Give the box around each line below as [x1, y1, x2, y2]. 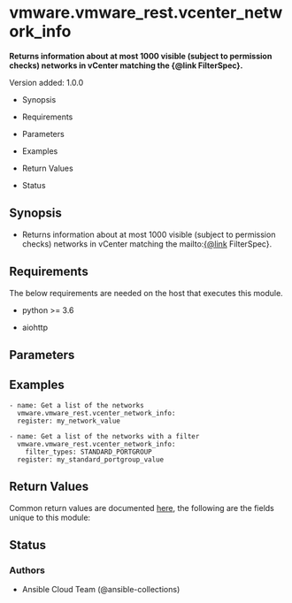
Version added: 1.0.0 [9, 77, 84, 88]
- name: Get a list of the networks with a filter [9, 431, 200, 440]
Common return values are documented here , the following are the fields [9, 502, 274, 513]
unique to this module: [9, 512, 91, 523]
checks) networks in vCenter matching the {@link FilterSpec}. [9, 60, 243, 71]
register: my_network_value [17, 416, 121, 425]
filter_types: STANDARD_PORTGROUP [25, 447, 152, 456]
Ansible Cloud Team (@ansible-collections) [21, 584, 181, 595]
